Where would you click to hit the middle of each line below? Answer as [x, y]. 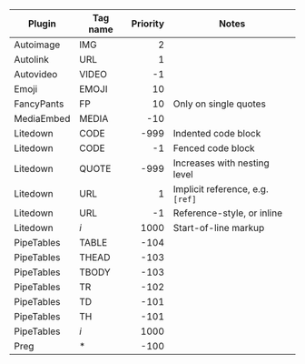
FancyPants [39, 104]
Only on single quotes [219, 104]
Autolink [32, 60]
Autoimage [37, 45]
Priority [148, 24]
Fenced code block [214, 148]
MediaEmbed [42, 119]
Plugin [42, 24]
